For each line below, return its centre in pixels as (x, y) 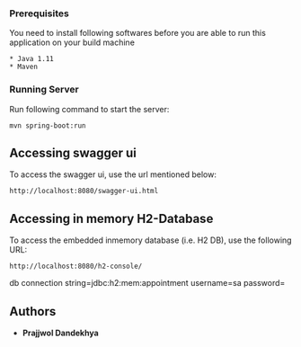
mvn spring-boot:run (48, 125)
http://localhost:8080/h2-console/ (76, 267)
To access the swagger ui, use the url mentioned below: (113, 174)
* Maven (24, 67)
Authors (33, 311)
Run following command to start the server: (89, 109)
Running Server (44, 90)
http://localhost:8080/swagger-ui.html (84, 191)
